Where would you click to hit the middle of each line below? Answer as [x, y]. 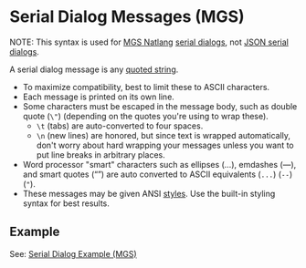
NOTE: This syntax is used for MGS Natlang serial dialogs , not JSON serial [149, 42]
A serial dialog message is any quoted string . [94, 69]
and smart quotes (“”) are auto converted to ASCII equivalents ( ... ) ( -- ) [158, 174]
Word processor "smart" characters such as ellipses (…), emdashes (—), [159, 164]
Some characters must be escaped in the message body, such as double [160, 106]
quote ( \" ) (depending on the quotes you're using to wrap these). [146, 116]
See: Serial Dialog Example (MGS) [73, 253]
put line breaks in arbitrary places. [101, 155]
